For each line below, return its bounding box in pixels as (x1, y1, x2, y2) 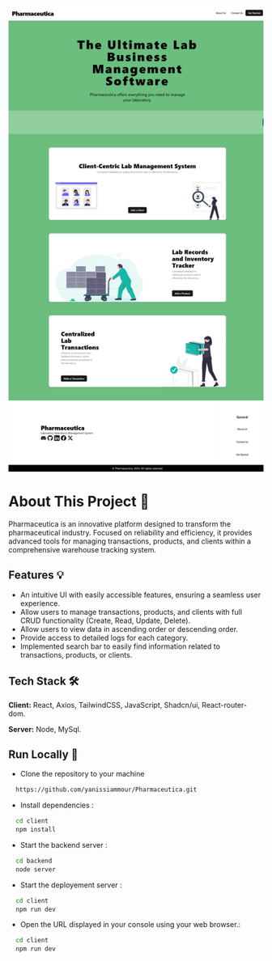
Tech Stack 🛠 (8, 675, 79, 688)
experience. (19, 598, 61, 608)
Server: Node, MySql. (8, 724, 82, 734)
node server (15, 865, 57, 874)
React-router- (202, 700, 248, 709)
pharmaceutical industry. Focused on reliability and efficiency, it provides (8, 527, 253, 537)
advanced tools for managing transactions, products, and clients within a (8, 536, 252, 546)
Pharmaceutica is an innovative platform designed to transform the (8, 519, 232, 528)
